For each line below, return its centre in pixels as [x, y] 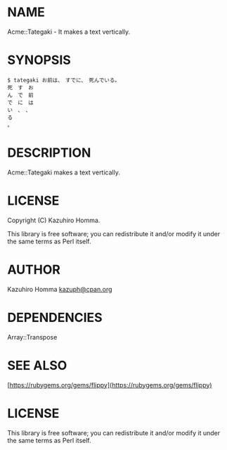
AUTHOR [34, 270]
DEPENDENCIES [55, 317]
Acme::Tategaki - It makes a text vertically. [69, 32]
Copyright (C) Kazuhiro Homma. [54, 220]
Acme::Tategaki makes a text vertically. [64, 172]
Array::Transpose [32, 337]
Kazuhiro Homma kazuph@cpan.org [60, 289]
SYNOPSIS [39, 60]
